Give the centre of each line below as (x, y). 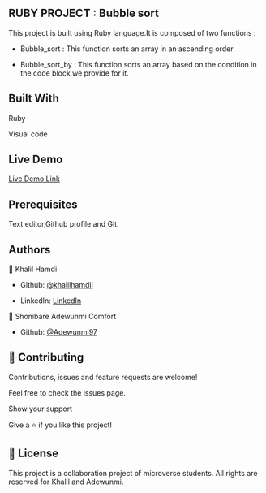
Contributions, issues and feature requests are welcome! (103, 377)
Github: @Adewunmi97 (58, 332)
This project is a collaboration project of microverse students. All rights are (133, 473)
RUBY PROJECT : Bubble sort (84, 13)
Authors (30, 250)
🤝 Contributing (46, 358)
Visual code (28, 134)
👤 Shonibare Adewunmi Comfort (62, 317)
